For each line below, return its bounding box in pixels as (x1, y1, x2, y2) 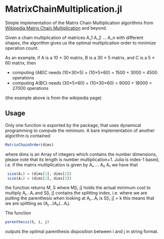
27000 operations (12, 85, 49, 91)
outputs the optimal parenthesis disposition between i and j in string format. (5, 229, 159, 235)
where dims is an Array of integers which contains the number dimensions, (5, 151, 158, 157)
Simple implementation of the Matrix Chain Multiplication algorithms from (5, 20, 154, 26)
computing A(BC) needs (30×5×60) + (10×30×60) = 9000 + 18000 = (12, 80, 152, 86)
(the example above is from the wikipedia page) (5, 95, 102, 101)
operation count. (5, 45, 39, 51)
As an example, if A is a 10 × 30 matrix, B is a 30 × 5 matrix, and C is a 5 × (5, 54, 155, 60)
